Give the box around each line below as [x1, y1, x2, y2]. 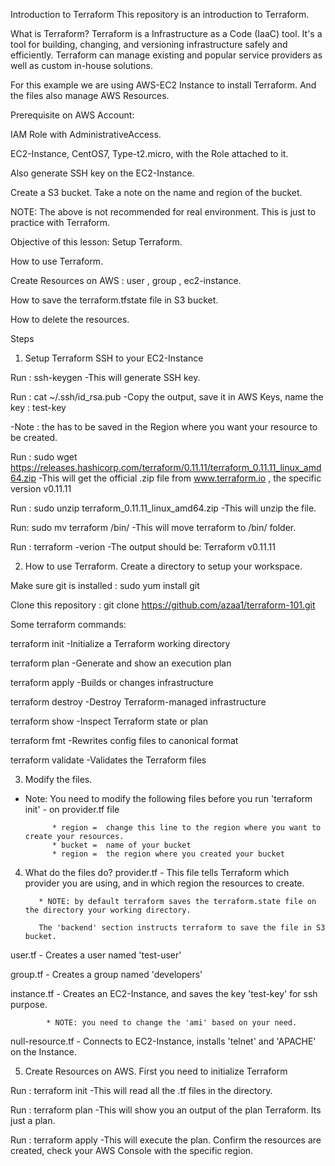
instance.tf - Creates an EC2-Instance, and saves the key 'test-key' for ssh [10, 988, 318, 999]
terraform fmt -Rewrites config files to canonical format [10, 735, 239, 746]
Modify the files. [24, 774, 93, 785]
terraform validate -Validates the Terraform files [10, 754, 207, 766]
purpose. [10, 999, 48, 1010]
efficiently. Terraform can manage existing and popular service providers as [10, 49, 323, 61]
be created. [10, 432, 58, 443]
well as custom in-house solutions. [10, 60, 154, 71]
